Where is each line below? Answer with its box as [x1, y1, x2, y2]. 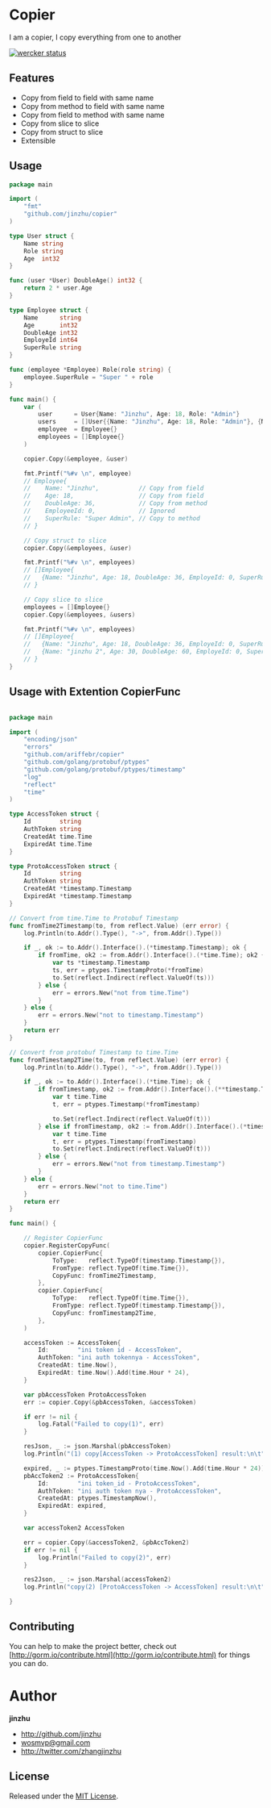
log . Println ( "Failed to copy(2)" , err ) [38, 1553, 172, 1562]
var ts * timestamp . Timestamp [51, 958, 150, 967]
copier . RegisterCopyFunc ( [23, 1242, 111, 1250]
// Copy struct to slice [23, 537, 107, 545]
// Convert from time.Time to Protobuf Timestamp [9, 914, 179, 922]
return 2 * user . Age [23, 284, 92, 292]
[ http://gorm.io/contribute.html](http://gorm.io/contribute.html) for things [9, 1650, 250, 1660]
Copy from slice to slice [20, 119, 100, 128]
